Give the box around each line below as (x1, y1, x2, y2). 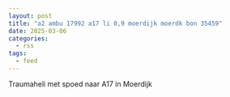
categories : (8, 34, 49, 43)
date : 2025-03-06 (8, 27, 67, 35)
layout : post (8, 11, 53, 20)
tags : (8, 49, 27, 57)
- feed (15, 57, 38, 65)
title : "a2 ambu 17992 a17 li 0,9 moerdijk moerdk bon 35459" (8, 19, 223, 27)
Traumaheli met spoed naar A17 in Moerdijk (8, 78, 152, 89)
